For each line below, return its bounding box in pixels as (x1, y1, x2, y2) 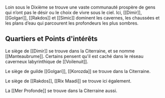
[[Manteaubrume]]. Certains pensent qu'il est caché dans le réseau (5, 53, 143, 59)
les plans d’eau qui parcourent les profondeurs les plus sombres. (5, 20, 139, 26)
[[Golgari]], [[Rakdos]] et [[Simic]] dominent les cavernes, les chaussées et (5, 15, 160, 20)
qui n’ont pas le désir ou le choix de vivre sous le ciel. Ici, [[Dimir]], (5, 9, 142, 15)
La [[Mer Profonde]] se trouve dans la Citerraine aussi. (5, 87, 117, 93)
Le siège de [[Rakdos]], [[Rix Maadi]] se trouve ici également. (5, 77, 131, 84)
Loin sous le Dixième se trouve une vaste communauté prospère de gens (5, 4, 156, 10)
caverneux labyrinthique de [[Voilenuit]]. (5, 58, 88, 64)
